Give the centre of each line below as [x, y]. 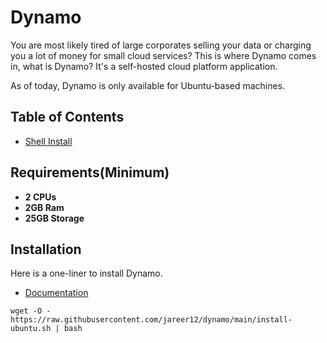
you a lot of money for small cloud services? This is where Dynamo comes [163, 55]
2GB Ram [44, 207]
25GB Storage [54, 218]
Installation [46, 249]
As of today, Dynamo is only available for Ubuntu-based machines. [148, 85]
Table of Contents [67, 117]
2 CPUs [40, 197]
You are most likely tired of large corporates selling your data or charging [161, 45]
